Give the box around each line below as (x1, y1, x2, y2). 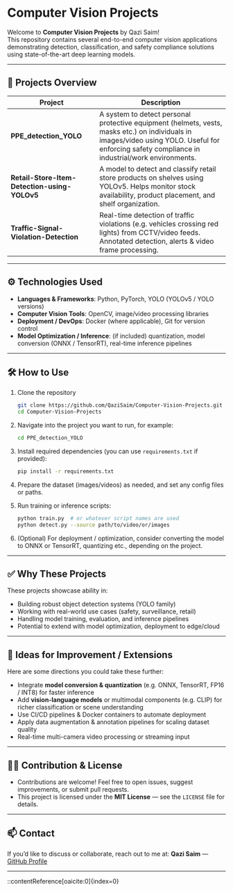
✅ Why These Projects (7, 568, 107, 580)
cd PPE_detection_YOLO (17, 435, 83, 441)
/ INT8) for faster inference (17, 688, 95, 697)
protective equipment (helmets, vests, (99, 118, 223, 127)
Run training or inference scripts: (17, 501, 112, 510)
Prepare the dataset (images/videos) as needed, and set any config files (17, 480, 224, 489)
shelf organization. (99, 198, 160, 208)
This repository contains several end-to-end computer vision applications (7, 35, 218, 43)
